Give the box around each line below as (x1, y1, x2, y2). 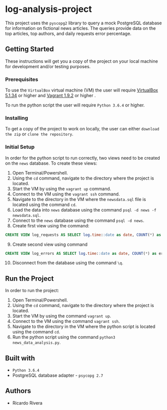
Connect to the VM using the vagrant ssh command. (12, 191, 120, 197)
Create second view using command (12, 241, 88, 247)
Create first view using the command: (12, 222, 89, 228)
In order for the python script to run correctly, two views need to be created (5, 155, 160, 161)
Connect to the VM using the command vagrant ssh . (12, 318, 120, 324)
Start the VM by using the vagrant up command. (12, 186, 111, 192)
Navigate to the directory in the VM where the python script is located (12, 323, 156, 329)
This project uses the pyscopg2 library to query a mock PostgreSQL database (5, 20, 162, 26)
